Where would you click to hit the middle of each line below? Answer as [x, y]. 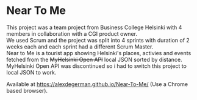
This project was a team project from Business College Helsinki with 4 [94, 27]
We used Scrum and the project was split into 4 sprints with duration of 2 [98, 40]
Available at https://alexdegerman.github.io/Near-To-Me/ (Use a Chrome [97, 84]
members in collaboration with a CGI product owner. [72, 33]
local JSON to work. [31, 72]
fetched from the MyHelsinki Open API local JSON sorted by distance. [94, 59]
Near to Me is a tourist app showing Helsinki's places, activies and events [99, 53]
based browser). [27, 90]
